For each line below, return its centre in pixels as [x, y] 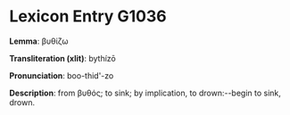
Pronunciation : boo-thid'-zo [62, 75]
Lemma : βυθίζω [39, 41]
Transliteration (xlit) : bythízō [62, 58]
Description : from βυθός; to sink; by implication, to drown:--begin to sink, [145, 93]
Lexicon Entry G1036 [88, 16]
